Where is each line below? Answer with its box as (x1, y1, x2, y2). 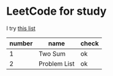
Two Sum (38, 49, 66, 58)
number (9, 39, 33, 47)
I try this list (6, 25, 35, 32)
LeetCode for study (6, 4, 107, 18)
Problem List (38, 59, 75, 68)
